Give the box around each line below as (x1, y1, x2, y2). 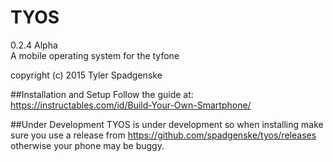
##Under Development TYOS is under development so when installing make (10, 118, 324, 130)
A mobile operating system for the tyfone (10, 49, 180, 61)
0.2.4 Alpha (10, 39, 58, 51)
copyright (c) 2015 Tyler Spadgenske (10, 69, 163, 81)
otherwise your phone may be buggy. (10, 139, 165, 151)
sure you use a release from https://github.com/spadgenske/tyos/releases (10, 129, 317, 141)
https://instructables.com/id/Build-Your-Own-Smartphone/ (10, 99, 252, 111)
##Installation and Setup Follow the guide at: (10, 88, 194, 100)
